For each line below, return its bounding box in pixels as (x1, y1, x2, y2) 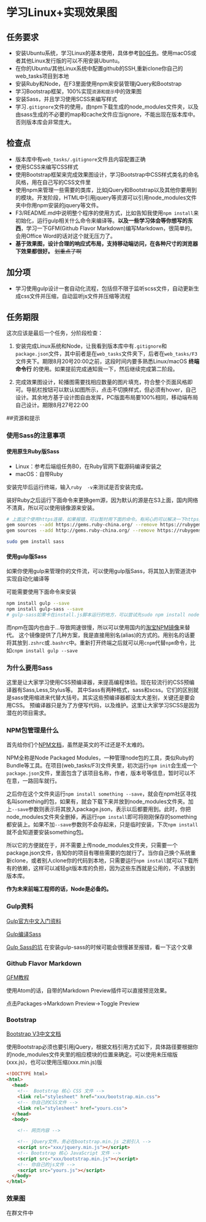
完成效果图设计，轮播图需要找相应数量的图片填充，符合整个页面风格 (15, 379, 188, 386)
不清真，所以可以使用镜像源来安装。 (6, 504, 98, 511)
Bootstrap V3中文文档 (6, 1030, 61, 1037)
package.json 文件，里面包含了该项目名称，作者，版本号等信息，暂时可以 (6, 769, 190, 777)
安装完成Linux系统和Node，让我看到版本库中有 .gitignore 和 (15, 342, 167, 350)
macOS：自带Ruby (15, 470, 63, 477)
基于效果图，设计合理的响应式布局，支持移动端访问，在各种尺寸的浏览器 (15, 240, 198, 247)
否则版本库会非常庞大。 (15, 118, 75, 126)
